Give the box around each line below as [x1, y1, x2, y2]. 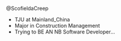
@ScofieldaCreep [6, 5, 49, 12]
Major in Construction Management [14, 23, 101, 29]
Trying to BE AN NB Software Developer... [14, 28, 115, 35]
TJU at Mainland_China [14, 16, 70, 23]
